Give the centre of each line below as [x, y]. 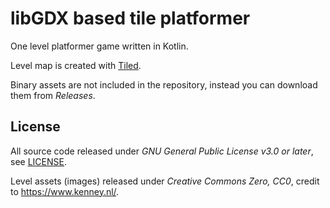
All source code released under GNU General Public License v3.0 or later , [162, 151]
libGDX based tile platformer [130, 18]
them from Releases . [53, 95]
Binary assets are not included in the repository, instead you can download [164, 84]
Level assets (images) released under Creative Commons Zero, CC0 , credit [165, 181]
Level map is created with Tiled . [76, 65]
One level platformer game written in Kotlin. [99, 46]
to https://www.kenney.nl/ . [65, 191]
